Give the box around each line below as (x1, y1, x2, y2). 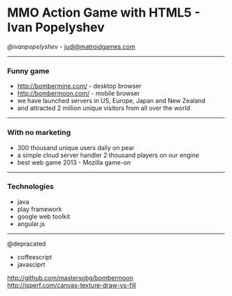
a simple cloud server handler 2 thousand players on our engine (17, 151, 200, 159)
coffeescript (17, 252, 52, 261)
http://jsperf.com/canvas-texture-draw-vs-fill (7, 281, 137, 289)
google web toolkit (17, 212, 70, 221)
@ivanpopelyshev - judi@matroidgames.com (7, 42, 136, 50)
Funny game (7, 66, 50, 75)
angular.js (17, 219, 46, 228)
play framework (17, 205, 62, 213)
